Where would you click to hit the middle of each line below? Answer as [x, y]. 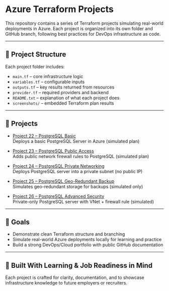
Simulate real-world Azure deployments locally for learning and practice [87, 240]
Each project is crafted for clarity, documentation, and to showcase [75, 277]
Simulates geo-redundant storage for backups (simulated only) [78, 186]
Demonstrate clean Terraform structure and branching [69, 234]
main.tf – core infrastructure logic [48, 76]
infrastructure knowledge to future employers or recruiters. [66, 283]
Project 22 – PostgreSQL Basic [44, 136]
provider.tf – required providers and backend [61, 92]
